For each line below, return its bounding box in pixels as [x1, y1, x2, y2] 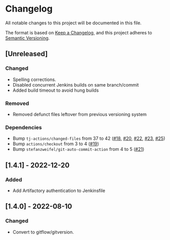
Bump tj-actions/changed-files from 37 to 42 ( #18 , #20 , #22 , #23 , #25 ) [12, 135, 165, 142]
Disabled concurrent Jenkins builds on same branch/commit [12, 82, 139, 88]
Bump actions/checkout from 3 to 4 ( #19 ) [12, 141, 99, 147]
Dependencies [5, 124, 42, 131]
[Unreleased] [5, 50, 48, 58]
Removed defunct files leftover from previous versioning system [12, 111, 147, 117]
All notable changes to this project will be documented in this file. [5, 20, 142, 26]
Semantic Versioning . [5, 35, 50, 41]
